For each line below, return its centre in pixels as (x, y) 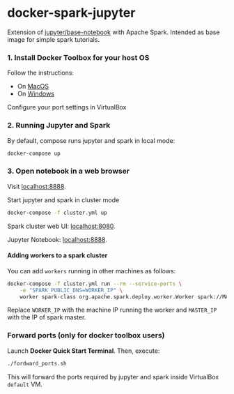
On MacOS (33, 86)
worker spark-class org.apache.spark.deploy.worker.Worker (107, 297)
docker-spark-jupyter (71, 13)
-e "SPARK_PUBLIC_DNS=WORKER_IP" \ (71, 290)
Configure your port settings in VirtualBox (67, 107)
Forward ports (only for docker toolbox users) (86, 335)
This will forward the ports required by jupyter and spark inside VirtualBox (113, 377)
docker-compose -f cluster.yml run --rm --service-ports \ (95, 284)
